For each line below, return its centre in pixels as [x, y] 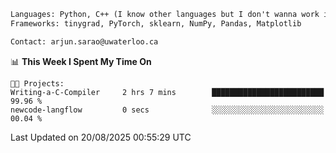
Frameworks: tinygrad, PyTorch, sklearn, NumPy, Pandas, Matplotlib [156, 23]
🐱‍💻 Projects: [37, 83]
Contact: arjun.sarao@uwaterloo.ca [84, 41]
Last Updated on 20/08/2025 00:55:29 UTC [101, 137]
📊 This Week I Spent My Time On [81, 61]
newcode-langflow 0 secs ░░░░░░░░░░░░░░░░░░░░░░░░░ [167, 110]
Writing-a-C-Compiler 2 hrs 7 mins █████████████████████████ [167, 92]
